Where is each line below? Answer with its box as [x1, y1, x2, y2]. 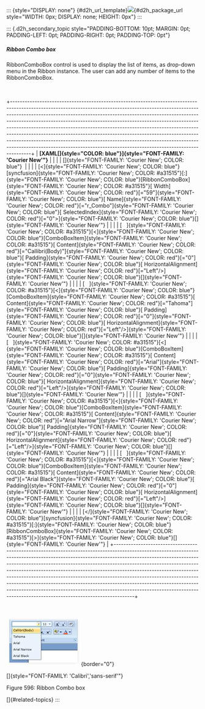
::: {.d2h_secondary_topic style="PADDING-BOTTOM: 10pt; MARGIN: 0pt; [6, 25, 191, 32]
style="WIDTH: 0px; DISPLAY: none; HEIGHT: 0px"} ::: [6, 13, 143, 20]
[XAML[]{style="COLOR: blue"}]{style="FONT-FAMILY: [39, 150, 185, 157]
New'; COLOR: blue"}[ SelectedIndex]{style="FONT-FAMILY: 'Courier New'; [6, 208, 197, 216]
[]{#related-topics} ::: [6, 696, 60, 703]
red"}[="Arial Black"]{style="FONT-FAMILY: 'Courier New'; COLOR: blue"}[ [6, 475, 195, 482]
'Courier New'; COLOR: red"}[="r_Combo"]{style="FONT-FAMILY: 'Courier [6, 202, 194, 209]
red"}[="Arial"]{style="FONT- [125, 358, 199, 365]
